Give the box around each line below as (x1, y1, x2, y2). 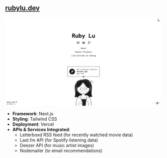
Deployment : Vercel (12, 121, 54, 127)
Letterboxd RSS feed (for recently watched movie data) (19, 132, 133, 138)
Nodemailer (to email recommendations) (19, 148, 103, 154)
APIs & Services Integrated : (12, 127, 71, 133)
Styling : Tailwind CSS (12, 116, 57, 122)
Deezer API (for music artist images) (19, 143, 94, 149)
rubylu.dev (5, 4, 40, 12)
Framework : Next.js (12, 111, 54, 117)
